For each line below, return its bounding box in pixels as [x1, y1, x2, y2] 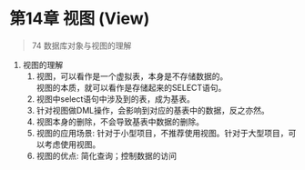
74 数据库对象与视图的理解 [31, 40, 132, 51]
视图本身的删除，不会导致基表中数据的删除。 [36, 115, 205, 127]
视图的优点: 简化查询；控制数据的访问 [36, 150, 178, 161]
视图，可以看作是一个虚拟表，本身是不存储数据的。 [36, 70, 229, 82]
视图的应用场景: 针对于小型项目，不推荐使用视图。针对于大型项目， [36, 127, 289, 138]
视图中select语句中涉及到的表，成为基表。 [36, 93, 196, 105]
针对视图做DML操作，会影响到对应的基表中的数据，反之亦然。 [36, 105, 270, 115]
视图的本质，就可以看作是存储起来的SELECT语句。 [36, 82, 227, 93]
